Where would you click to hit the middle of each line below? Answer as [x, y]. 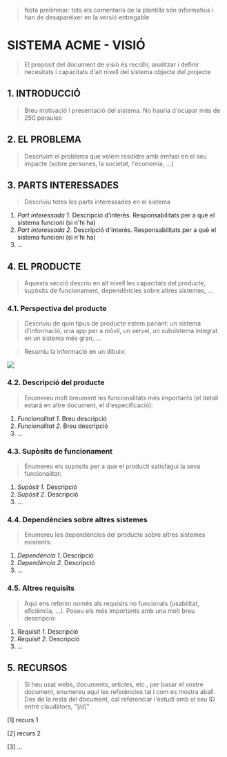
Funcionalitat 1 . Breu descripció [62, 418]
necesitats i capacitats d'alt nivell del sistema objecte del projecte [118, 71]
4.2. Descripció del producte [56, 382]
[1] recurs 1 [23, 720]
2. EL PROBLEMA [44, 140]
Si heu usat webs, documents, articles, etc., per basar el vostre [113, 684]
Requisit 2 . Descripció [48, 639]
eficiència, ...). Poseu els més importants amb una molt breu [109, 611]
